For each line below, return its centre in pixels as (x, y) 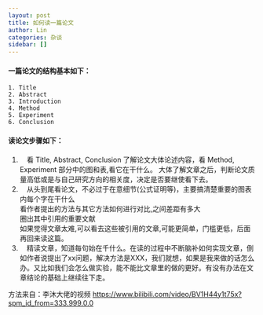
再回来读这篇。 (44, 238)
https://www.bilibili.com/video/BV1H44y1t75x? (167, 294)
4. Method (24, 108)
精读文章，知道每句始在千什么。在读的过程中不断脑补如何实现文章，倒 (140, 247)
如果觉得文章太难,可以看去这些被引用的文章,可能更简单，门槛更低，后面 (135, 228)
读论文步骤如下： (36, 140)
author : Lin (27, 30)
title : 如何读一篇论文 (41, 23)
